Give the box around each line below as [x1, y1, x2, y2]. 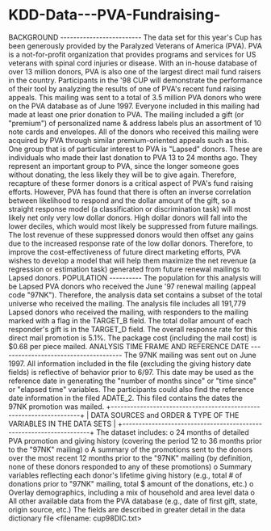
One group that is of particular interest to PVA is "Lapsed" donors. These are [8, 144, 263, 154]
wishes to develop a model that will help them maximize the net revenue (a [8, 255, 256, 265]
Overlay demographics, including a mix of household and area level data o [8, 487, 256, 497]
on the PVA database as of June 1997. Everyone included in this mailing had [8, 101, 260, 111]
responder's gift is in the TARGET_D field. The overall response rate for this [8, 324, 258, 334]
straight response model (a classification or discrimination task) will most [8, 204, 252, 213]
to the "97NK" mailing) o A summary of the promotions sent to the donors [8, 445, 252, 454]
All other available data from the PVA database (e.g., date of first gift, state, [8, 495, 258, 506]
